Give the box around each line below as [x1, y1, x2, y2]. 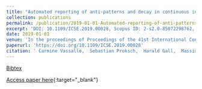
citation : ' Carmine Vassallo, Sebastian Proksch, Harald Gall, [6, 48, 176, 54]
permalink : [6, 20, 34, 26]
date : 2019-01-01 [6, 31, 50, 37]
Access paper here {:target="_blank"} [6, 76, 99, 83]
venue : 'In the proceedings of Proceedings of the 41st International [6, 37, 187, 43]
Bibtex [6, 64, 22, 72]
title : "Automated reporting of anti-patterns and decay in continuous [6, 8, 189, 15]
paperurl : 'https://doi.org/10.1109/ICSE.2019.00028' [6, 43, 144, 49]
